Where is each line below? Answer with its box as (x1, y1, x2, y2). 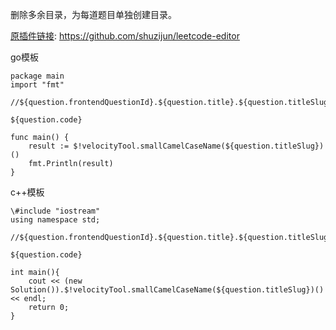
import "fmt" (10, 80, 65, 90)
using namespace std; (10, 215, 101, 225)
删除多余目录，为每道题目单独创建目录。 (10, 9, 177, 20)
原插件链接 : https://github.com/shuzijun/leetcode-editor (10, 30, 240, 42)
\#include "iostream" (10, 206, 101, 216)
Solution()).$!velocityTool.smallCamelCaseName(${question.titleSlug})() (10, 285, 325, 295)
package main (10, 71, 65, 81)
